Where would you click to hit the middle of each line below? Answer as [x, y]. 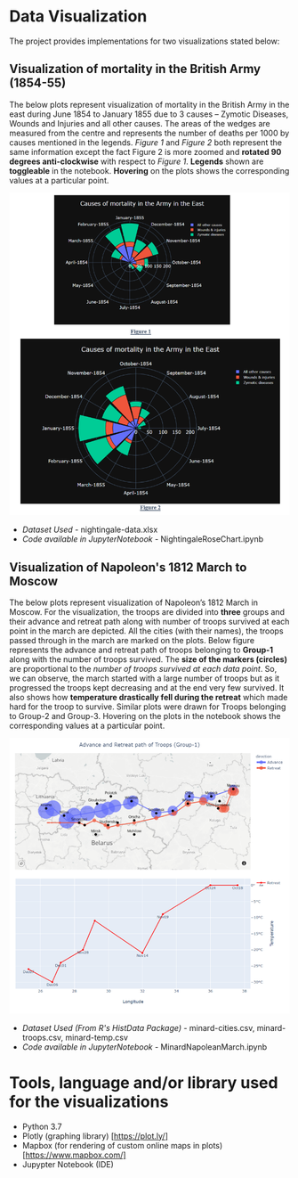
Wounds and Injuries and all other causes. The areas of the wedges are [140, 123]
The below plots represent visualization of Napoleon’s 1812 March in [133, 602]
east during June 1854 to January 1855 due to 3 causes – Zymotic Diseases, [149, 114]
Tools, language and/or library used [144, 1082]
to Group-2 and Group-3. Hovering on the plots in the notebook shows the [145, 716]
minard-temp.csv [97, 1037]
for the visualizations [89, 1101]
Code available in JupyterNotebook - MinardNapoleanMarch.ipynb [145, 1047]
